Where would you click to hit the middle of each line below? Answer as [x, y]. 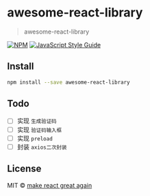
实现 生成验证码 [37, 121]
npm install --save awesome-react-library [68, 82]
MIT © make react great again [50, 185]
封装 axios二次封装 [42, 147]
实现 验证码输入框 [39, 130]
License [24, 169]
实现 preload [35, 138]
